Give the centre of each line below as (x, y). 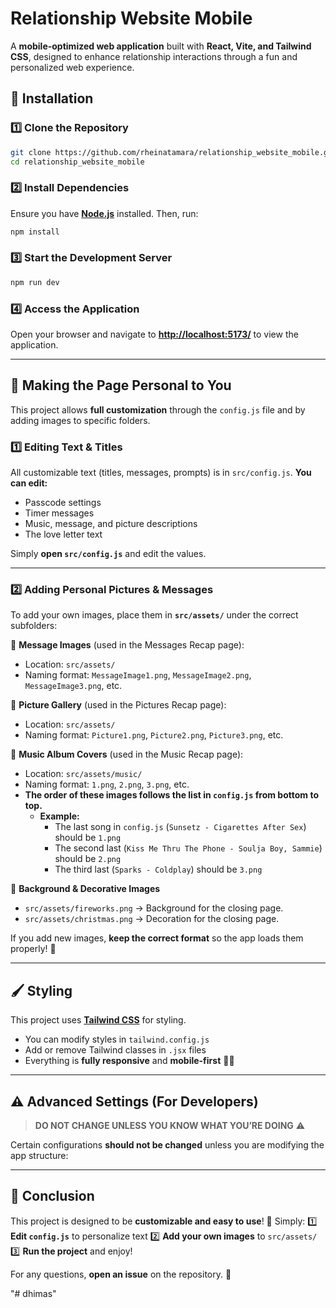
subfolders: (34, 626)
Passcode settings (63, 503)
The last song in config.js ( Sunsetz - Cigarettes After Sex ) (180, 827)
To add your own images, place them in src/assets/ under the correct (154, 615)
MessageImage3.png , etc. (73, 686)
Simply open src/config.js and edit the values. (108, 554)
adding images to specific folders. (80, 420)
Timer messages (59, 513)
